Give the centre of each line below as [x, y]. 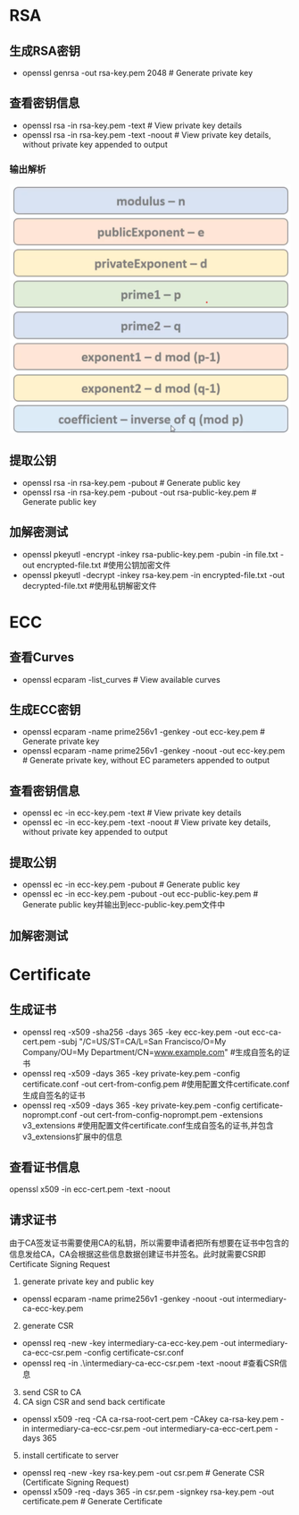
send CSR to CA [52, 1392]
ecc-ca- [266, 1032]
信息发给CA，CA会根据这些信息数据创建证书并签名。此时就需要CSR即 [137, 1255]
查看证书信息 [45, 1167]
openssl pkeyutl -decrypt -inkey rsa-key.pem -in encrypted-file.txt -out [154, 575]
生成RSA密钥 [45, 51]
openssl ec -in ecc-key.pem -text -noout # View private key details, [146, 822]
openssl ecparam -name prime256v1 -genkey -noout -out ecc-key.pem [154, 751]
